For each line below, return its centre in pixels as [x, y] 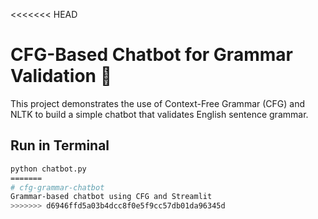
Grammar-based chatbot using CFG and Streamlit [111, 197]
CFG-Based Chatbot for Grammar [151, 55]
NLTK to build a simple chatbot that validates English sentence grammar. [159, 114]
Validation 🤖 [61, 76]
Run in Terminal [60, 145]
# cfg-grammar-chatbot [57, 187]
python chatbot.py [48, 169]
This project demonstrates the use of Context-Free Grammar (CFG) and [158, 103]
